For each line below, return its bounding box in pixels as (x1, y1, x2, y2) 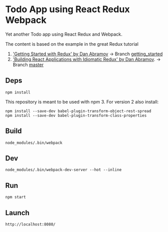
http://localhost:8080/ (5, 222, 56, 227)
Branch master (12, 61, 44, 68)
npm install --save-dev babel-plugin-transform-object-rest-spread (5, 108, 152, 114)
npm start (5, 194, 26, 200)
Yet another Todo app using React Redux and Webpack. (5, 31, 123, 37)
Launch (5, 208, 30, 217)
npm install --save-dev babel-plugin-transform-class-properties (5, 113, 147, 118)
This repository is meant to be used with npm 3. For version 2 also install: (5, 98, 159, 105)
